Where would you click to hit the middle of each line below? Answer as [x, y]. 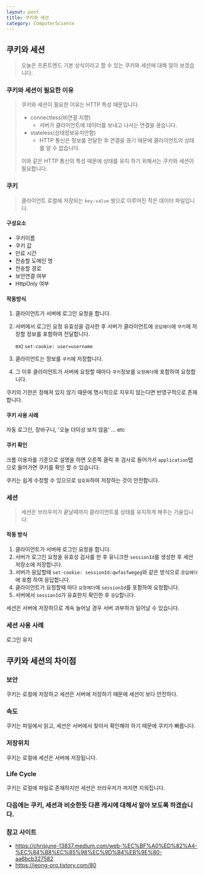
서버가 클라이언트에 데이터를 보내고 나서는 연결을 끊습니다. [108, 125]
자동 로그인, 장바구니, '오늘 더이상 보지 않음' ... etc [66, 430]
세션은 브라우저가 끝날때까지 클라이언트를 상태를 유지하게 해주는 [97, 512]
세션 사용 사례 [25, 626]
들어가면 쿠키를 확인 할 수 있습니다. [59, 467]
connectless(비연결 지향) [60, 118]
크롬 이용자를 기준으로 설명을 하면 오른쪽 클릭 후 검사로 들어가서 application [97, 459]
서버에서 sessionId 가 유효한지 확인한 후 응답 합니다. [75, 595]
